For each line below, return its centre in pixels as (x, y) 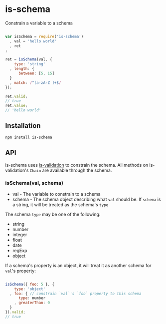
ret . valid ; (16, 96)
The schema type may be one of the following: (53, 214)
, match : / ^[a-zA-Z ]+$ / (35, 83)
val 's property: (20, 271)
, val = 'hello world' (33, 41)
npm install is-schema (29, 137)
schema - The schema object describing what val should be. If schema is (86, 199)
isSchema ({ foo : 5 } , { (30, 284)
